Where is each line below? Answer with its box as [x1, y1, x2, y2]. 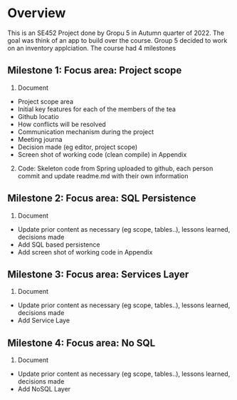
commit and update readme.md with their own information [17, 171, 189, 180]
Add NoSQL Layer [17, 385, 71, 394]
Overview [7, 5, 66, 21]
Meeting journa [17, 135, 63, 143]
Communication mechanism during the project [17, 127, 154, 136]
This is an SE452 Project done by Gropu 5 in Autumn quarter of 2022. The [7, 29, 225, 37]
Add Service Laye [17, 316, 70, 325]
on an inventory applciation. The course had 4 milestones [7, 43, 177, 52]
